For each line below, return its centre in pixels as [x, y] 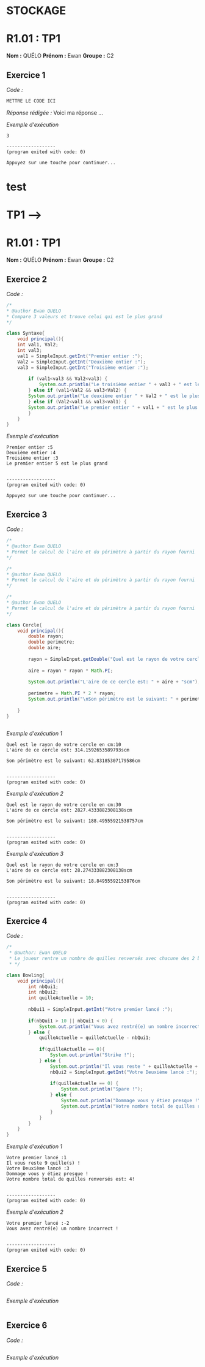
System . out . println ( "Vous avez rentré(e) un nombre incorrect [120, 1026]
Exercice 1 [26, 75]
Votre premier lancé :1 [37, 1158]
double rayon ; [46, 636]
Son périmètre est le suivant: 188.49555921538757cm [75, 821]
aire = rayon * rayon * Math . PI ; [71, 671]
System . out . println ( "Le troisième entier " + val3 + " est [115, 385]
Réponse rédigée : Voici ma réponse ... [55, 112]
